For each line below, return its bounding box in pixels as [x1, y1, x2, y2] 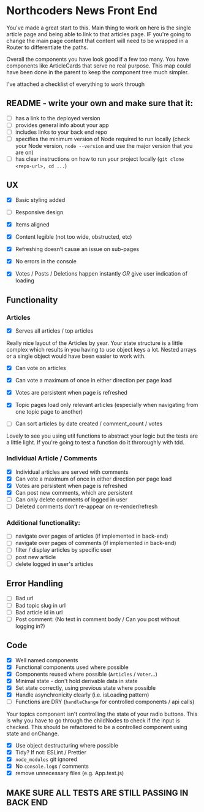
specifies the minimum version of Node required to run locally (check [15, 135, 191, 142]
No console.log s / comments [15, 762, 89, 770]
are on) [15, 149, 34, 156]
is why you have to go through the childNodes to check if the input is [6, 716, 180, 724]
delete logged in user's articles [15, 560, 94, 568]
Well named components [15, 656, 78, 663]
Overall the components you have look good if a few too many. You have [6, 55, 189, 63]
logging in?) [15, 622, 45, 630]
